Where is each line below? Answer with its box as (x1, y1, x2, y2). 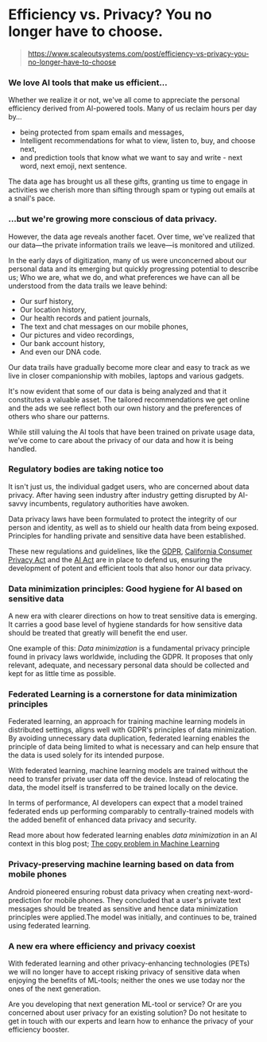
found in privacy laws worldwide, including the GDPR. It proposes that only (8, 652, 253, 662)
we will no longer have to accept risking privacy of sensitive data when (8, 967, 241, 977)
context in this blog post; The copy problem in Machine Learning (8, 839, 220, 849)
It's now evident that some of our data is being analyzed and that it (8, 386, 227, 395)
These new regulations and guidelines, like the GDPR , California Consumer (8, 546, 253, 556)
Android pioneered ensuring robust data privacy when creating (8, 887, 215, 896)
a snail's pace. (8, 193, 56, 204)
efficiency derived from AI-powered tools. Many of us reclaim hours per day (8, 103, 257, 113)
